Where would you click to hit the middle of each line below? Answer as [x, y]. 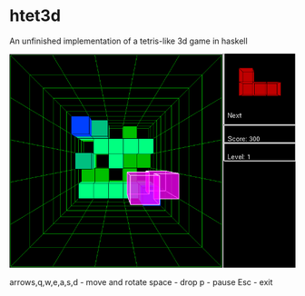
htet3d [35, 16]
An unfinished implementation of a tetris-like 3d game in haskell [128, 41]
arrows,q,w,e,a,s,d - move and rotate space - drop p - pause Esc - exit [141, 281]
